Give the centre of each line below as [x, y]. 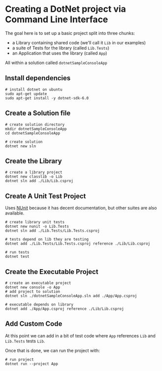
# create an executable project [38, 283]
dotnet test [17, 257]
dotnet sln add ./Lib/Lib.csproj [39, 181]
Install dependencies [38, 78]
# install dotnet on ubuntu [34, 90]
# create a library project [34, 172]
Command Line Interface [57, 19]
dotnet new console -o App [33, 287]
